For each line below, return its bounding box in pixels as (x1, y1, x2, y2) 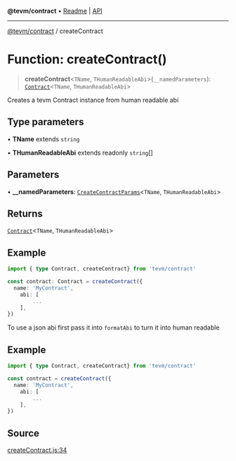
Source (7, 427, 40, 439)
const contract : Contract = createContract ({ (7, 278, 143, 285)
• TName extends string (7, 134, 80, 143)
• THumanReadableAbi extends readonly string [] (7, 148, 153, 157)
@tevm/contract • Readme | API (7, 7, 103, 15)
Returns (7, 207, 44, 219)
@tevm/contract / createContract (7, 27, 103, 35)
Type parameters (7, 116, 84, 128)
